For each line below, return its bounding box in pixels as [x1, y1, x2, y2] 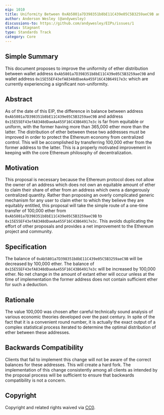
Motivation [5, 164, 39, 172]
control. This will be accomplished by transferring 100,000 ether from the [5, 139, 152, 145]
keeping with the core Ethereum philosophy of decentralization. [5, 149, 133, 155]
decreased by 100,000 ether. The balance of [5, 261, 94, 267]
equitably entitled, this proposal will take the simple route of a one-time [5, 203, 148, 208]
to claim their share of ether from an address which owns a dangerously [5, 187, 150, 193]
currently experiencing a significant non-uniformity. [5, 81, 109, 87]
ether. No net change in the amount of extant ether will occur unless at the [5, 271, 155, 277]
